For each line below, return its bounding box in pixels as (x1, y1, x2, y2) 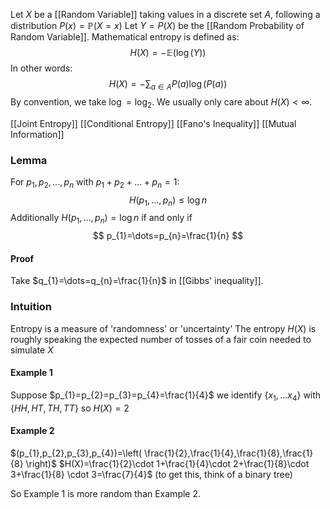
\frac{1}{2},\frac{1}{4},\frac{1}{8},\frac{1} (144, 447, 314, 459)
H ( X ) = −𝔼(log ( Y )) (129, 47, 207, 58)
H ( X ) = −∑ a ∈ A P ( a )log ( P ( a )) (108, 78, 228, 92)
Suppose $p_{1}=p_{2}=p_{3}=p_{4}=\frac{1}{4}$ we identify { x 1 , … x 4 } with (10, 389, 322, 403)
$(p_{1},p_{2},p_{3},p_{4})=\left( (10, 447, 143, 459)
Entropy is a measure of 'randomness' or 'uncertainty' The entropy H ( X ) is (10, 322, 317, 334)
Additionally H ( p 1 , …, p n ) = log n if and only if (10, 212, 193, 226)
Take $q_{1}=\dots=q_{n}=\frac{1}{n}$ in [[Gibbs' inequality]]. (10, 275, 264, 287)
